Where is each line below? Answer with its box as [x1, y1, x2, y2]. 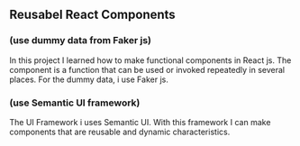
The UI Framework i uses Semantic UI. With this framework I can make [9, 116, 271, 127]
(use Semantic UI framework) [9, 96, 141, 109]
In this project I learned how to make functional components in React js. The [9, 54, 292, 66]
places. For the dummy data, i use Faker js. [9, 74, 168, 85]
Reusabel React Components [9, 7, 176, 23]
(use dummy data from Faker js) [9, 34, 151, 47]
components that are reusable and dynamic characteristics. [9, 126, 231, 137]
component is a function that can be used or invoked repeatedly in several [9, 64, 286, 75]
